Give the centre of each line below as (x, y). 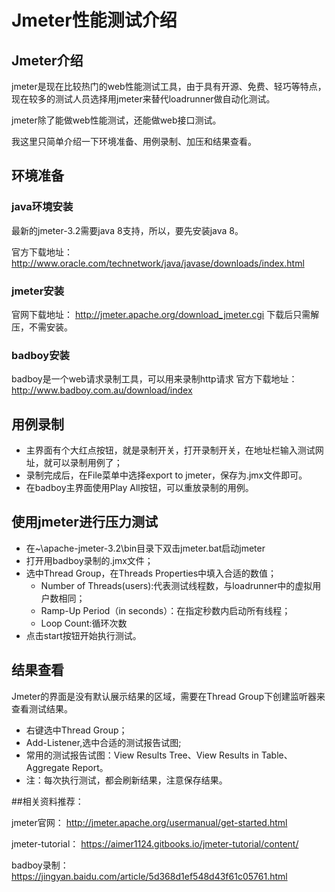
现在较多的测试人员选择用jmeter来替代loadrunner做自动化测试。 (143, 99)
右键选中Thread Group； (76, 730)
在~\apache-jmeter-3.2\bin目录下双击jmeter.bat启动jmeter (145, 548)
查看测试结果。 (42, 708)
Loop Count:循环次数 (84, 623)
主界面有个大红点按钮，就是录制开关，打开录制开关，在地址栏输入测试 (170, 450)
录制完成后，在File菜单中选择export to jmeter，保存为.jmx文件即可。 (166, 475)
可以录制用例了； (87, 463)
